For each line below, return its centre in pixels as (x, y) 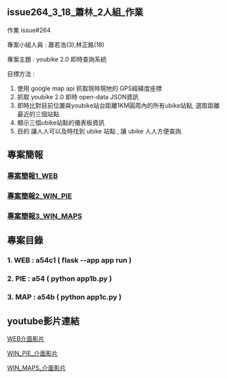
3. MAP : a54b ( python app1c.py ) (64, 297)
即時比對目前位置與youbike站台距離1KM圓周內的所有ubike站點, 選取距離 (118, 105)
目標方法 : (21, 73)
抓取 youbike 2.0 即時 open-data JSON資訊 (78, 97)
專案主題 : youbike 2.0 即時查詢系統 (57, 59)
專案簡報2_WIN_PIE (40, 196)
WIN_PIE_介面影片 (32, 353)
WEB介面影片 (26, 338)
